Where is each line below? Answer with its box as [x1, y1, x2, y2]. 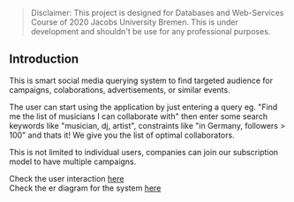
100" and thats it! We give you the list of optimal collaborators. [9, 130, 236, 140]
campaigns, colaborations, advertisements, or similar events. [9, 84, 231, 95]
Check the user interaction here [9, 173, 124, 183]
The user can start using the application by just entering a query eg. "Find [9, 101, 278, 112]
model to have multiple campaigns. [9, 156, 137, 167]
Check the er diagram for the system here [9, 183, 162, 193]
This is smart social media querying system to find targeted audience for [9, 75, 274, 86]
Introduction [9, 52, 79, 67]
